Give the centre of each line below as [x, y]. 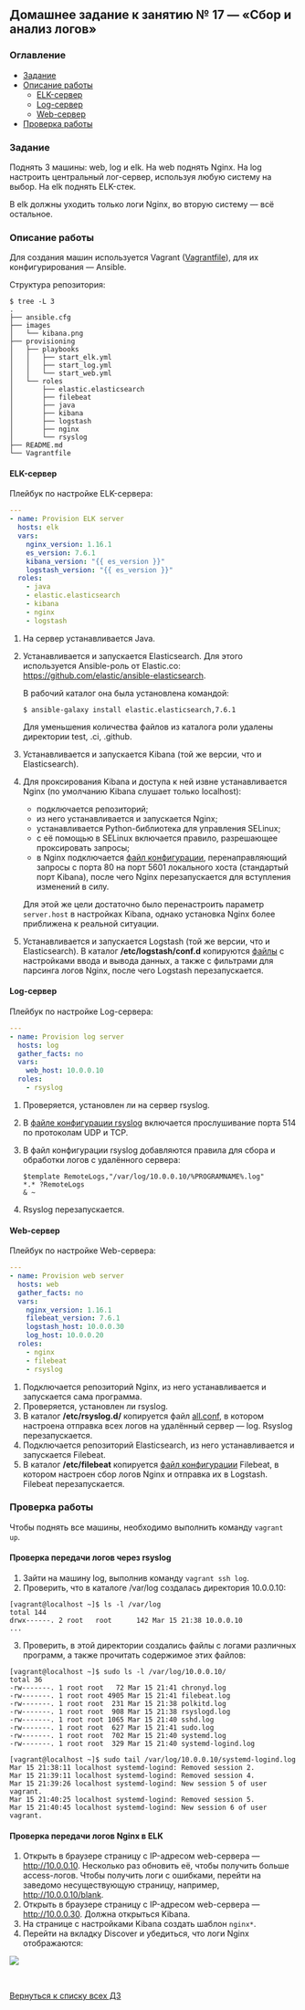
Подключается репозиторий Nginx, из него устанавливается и [144, 1387]
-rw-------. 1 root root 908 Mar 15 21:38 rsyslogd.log [120, 1712]
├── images [30, 326]
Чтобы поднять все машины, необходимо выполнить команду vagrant [147, 1527]
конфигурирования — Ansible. [68, 267]
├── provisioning [42, 341]
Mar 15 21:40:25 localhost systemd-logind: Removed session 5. [132, 1800]
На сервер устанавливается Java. [89, 638]
